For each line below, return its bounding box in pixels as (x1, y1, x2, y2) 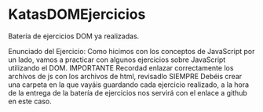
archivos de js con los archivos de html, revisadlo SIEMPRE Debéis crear (8, 71, 243, 81)
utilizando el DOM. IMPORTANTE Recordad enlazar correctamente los (8, 63, 234, 72)
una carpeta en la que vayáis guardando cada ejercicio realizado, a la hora (8, 80, 250, 89)
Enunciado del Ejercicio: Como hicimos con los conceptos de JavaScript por (8, 46, 255, 56)
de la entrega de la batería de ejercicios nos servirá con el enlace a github (8, 88, 247, 97)
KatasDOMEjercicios (8, 5, 146, 23)
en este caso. (8, 96, 53, 106)
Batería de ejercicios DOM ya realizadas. (8, 31, 140, 41)
